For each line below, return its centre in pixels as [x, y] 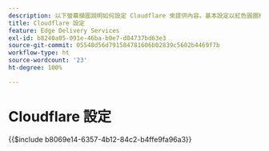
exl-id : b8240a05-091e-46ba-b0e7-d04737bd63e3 [87, 38]
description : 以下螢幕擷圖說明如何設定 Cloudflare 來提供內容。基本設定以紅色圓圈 [134, 16]
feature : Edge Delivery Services [64, 30]
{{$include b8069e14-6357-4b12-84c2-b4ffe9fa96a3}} [100, 139]
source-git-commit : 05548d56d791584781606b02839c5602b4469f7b [114, 46]
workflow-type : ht [39, 53]
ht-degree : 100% [35, 68]
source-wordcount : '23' [48, 61]
